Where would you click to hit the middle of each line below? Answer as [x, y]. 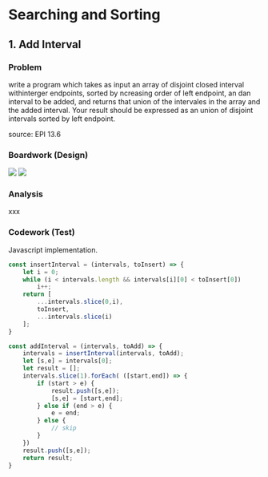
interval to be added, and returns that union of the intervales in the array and [134, 101]
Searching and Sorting [84, 15]
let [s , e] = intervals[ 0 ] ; [68, 361]
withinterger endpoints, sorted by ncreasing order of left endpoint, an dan [130, 93]
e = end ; [66, 413]
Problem [25, 67]
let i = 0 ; [41, 272]
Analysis [26, 194]
